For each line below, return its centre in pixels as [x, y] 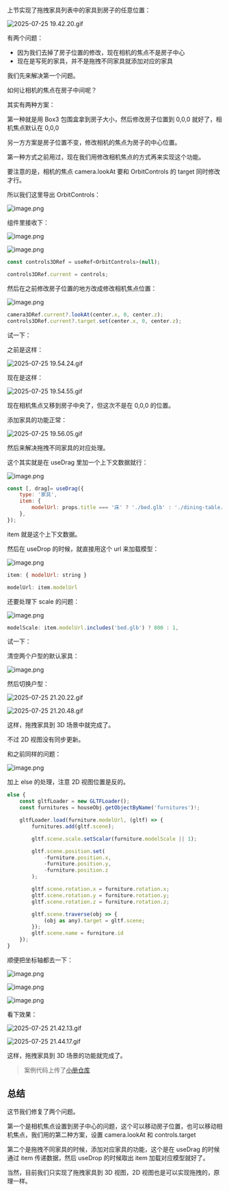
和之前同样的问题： [34, 754]
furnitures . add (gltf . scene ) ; [73, 826]
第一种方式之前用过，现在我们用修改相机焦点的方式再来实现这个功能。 [106, 157]
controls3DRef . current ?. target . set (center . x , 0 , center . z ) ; [95, 321]
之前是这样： [25, 349]
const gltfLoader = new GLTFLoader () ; [75, 801]
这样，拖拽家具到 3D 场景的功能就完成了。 [67, 1055]
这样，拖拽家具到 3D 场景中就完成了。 [61, 725]
